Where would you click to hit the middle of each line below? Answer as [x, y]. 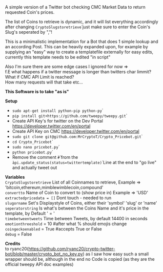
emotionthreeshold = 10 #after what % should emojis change [66, 224]
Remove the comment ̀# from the [45, 157]
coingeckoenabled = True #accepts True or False [54, 229]
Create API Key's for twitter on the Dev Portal [58, 121]
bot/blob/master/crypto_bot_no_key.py [44, 254]
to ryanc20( [17, 249]
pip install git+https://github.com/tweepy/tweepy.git [69, 116]
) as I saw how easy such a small [116, 254]
